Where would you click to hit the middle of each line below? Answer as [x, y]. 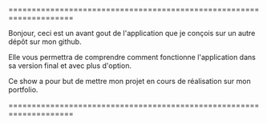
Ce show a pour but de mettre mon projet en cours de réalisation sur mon [129, 81]
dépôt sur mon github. [45, 42]
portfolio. [23, 90]
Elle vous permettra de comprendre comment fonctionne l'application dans [132, 57]
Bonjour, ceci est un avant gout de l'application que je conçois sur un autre [132, 33]
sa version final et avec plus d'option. [70, 66]
